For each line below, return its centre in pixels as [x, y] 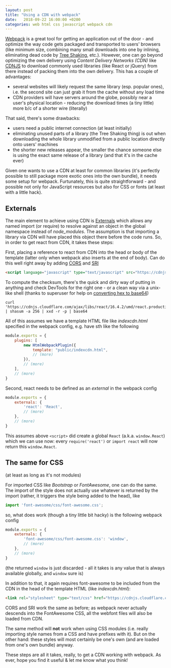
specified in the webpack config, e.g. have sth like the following [72, 326]
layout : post [19, 10]
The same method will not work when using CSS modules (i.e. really [77, 628]
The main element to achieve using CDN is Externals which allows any [79, 221]
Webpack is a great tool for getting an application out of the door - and [79, 39]
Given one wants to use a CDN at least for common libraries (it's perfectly [83, 171]
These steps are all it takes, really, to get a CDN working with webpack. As [83, 655]
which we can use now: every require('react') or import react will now [81, 441]
